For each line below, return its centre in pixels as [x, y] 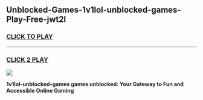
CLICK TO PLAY [30, 37]
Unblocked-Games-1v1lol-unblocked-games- [94, 10]
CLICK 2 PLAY [27, 59]
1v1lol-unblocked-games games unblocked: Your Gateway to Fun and [95, 84]
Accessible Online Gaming [40, 90]
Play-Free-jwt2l [36, 20]
